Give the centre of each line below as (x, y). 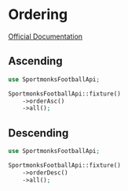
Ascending (35, 61)
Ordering (38, 15)
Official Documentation (46, 36)
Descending (38, 133)
